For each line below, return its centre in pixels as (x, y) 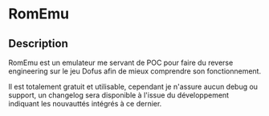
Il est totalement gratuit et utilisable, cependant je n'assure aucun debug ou (133, 86)
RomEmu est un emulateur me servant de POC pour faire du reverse (121, 62)
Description (38, 44)
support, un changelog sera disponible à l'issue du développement (119, 95)
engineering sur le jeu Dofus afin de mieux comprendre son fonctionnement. (135, 71)
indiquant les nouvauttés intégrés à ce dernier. (85, 104)
